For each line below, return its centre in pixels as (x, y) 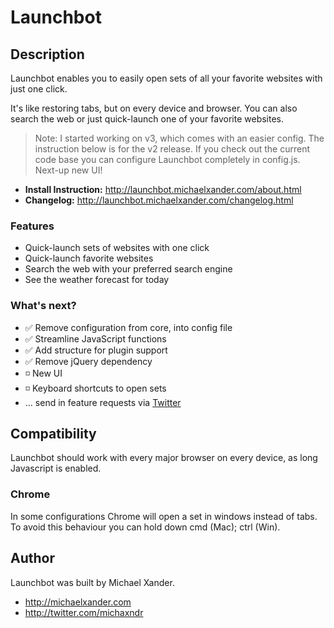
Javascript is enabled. (56, 468)
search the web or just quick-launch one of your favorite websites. (147, 119)
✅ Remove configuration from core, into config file (128, 327)
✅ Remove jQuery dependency (88, 361)
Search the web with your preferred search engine (128, 269)
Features (32, 226)
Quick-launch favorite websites (89, 258)
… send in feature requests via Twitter (103, 402)
